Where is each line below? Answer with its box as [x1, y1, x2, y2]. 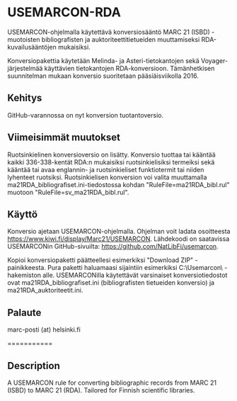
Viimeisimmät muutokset [7, 132, 120, 144]
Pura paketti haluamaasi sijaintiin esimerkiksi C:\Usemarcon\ [47, 264, 223, 272]
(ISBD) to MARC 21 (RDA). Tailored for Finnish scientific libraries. [7, 386, 195, 394]
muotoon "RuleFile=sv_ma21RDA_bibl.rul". [7, 188, 129, 196]
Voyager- [200, 56, 229, 64]
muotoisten [7, 35, 40, 43]
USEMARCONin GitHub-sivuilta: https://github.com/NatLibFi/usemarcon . [7, 242, 219, 251]
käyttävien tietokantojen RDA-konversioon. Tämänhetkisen [44, 64, 215, 72]
